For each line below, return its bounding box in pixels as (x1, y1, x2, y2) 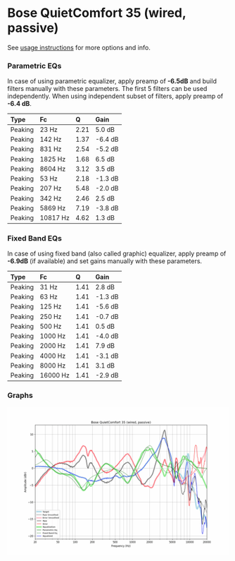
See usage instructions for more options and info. (7, 43, 151, 52)
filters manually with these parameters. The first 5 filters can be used (7, 85, 208, 93)
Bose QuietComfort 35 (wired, (7, 5, 186, 21)
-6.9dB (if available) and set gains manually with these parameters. (7, 257, 203, 265)
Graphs (7, 390, 33, 400)
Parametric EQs (7, 61, 62, 71)
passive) (7, 20, 59, 36)
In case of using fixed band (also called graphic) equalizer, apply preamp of (7, 249, 227, 258)
